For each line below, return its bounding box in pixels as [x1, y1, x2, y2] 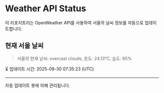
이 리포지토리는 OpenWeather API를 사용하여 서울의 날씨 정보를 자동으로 [5, 20, 144, 25]
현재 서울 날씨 [5, 42, 44, 50]
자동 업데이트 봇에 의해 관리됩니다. [5, 82, 70, 88]
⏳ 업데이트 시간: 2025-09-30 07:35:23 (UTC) [5, 66, 94, 71]
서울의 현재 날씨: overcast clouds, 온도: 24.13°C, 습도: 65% [17, 55, 132, 61]
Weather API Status [5, 3, 86, 14]
